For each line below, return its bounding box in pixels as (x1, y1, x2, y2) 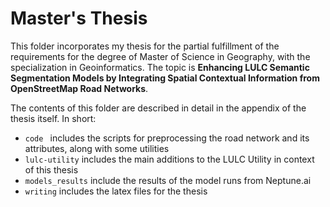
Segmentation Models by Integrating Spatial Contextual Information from (10, 72, 320, 84)
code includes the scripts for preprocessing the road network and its (24, 132, 310, 144)
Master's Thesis (10, 7, 148, 30)
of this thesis (24, 163, 79, 176)
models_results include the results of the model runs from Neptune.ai (24, 174, 312, 186)
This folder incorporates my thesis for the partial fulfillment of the (10, 40, 280, 52)
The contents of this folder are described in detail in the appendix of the (10, 102, 307, 114)
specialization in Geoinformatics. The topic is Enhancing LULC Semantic (10, 61, 310, 73)
